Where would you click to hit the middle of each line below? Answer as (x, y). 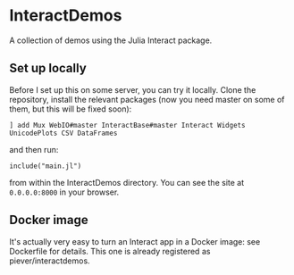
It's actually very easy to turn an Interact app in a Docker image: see (135, 241)
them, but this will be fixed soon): (71, 109)
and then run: (34, 149)
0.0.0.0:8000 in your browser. (64, 192)
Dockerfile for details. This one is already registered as (110, 251)
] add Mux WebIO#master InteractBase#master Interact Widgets (127, 125)
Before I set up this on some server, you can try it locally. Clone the (133, 89)
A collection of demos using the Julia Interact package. (111, 40)
